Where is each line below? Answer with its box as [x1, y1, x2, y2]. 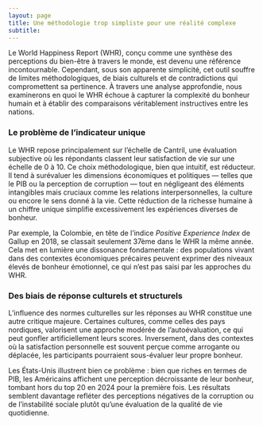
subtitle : [8, 26, 41, 34]
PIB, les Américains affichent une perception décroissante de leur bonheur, [8, 374, 254, 384]
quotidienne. [8, 408, 50, 417]
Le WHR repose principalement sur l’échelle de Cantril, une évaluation [8, 145, 237, 155]
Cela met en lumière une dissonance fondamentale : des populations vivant [8, 245, 255, 254]
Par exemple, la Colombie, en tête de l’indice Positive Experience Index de [8, 228, 250, 238]
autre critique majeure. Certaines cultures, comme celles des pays [8, 316, 226, 326]
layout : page [8, 11, 52, 20]
